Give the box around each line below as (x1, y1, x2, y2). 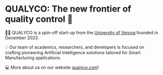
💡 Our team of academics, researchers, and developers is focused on (5, 44, 145, 50)
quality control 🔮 (5, 14, 73, 25)
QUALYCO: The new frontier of (5, 3, 131, 15)
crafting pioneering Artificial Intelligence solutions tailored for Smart (5, 49, 141, 55)
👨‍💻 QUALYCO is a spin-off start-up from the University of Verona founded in (5, 30, 158, 35)
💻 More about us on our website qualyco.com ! (5, 64, 99, 70)
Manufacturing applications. (5, 55, 62, 60)
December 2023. (5, 35, 39, 41)
